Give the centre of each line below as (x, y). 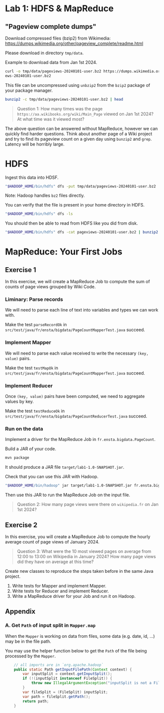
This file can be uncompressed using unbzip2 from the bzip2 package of (78, 85)
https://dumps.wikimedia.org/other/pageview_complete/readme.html (74, 43)
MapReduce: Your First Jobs (64, 252)
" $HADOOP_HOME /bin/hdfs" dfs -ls (39, 214)
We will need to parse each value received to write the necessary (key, (77, 353)
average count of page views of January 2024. (52, 542)
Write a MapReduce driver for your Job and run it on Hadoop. (74, 596)
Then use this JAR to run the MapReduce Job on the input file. (68, 495)
